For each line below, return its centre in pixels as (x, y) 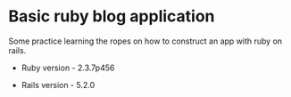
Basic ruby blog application (112, 16)
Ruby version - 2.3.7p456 (68, 68)
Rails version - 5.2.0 (58, 85)
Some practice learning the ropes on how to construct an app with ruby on (145, 41)
